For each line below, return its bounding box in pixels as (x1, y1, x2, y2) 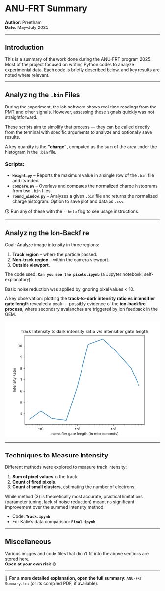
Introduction (5, 43, 44, 52)
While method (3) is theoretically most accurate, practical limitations (5, 494, 143, 500)
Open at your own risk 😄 (5, 561, 57, 567)
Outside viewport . (12, 262, 50, 268)
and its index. (12, 177, 40, 183)
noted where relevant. (5, 72, 50, 78)
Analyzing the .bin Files (5, 91, 80, 99)
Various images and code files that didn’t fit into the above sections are (5, 551, 149, 557)
